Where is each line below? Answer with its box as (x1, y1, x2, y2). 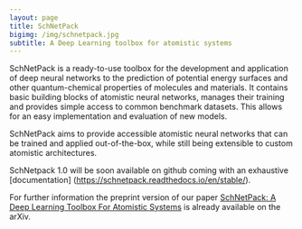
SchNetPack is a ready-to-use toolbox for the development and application (9, 63, 289, 74)
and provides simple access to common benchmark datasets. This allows (9, 101, 283, 113)
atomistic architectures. (9, 148, 98, 159)
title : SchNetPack (9, 22, 79, 31)
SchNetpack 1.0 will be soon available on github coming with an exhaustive (9, 165, 289, 176)
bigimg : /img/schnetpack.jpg (9, 30, 119, 39)
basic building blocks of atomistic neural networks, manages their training (9, 92, 285, 103)
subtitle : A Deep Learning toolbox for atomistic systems (9, 38, 232, 48)
